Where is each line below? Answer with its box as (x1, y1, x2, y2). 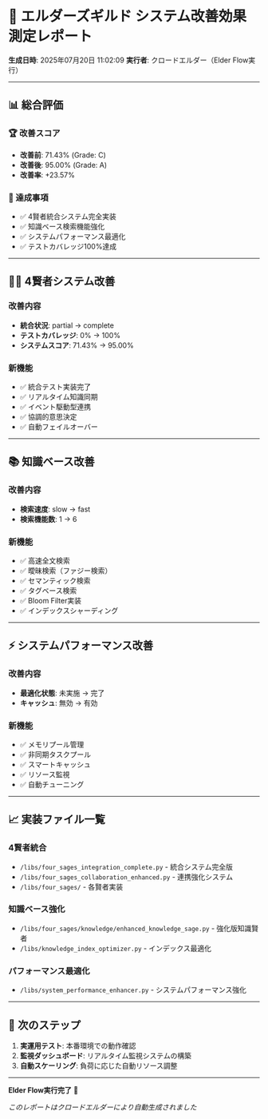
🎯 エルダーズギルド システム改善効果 (8, 7, 247, 26)
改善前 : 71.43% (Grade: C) (19, 149, 106, 160)
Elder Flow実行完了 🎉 (8, 1085, 78, 1095)
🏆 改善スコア (8, 128, 61, 139)
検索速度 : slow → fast (19, 504, 91, 514)
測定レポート (8, 27, 93, 46)
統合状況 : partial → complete (19, 321, 114, 330)
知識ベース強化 (8, 904, 65, 915)
